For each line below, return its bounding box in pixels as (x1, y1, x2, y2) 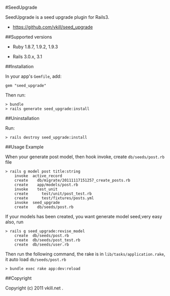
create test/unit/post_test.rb (14, 191, 92, 196)
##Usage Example (5, 144, 44, 150)
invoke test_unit (14, 187, 58, 192)
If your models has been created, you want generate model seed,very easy (5, 214, 162, 219)
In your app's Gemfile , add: (5, 73, 62, 79)
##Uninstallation (5, 115, 40, 121)
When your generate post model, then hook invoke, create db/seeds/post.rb (5, 154, 165, 160)
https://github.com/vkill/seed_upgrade (12, 24, 93, 30)
